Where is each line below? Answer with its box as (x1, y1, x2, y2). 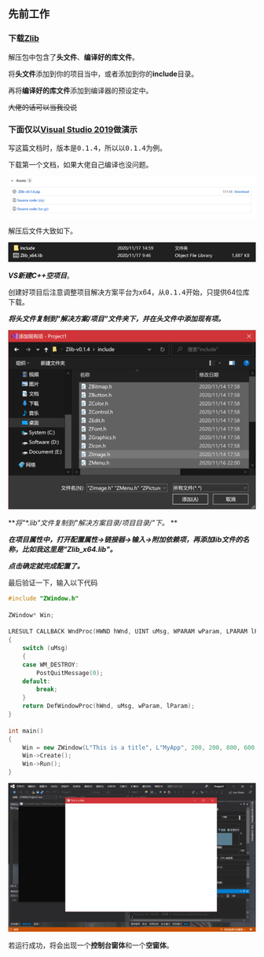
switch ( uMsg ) (22, 645, 68, 652)
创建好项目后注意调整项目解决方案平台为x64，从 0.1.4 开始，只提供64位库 (8, 287, 250, 297)
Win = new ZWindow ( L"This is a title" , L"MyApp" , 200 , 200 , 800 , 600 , (22, 743, 258, 751)
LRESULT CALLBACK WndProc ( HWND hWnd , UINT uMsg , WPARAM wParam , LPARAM (8, 627, 247, 636)
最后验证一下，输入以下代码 (8, 578, 98, 587)
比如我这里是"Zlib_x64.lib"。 (21, 544, 117, 553)
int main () (8, 727, 44, 735)
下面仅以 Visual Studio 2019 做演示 (8, 124, 137, 135)
